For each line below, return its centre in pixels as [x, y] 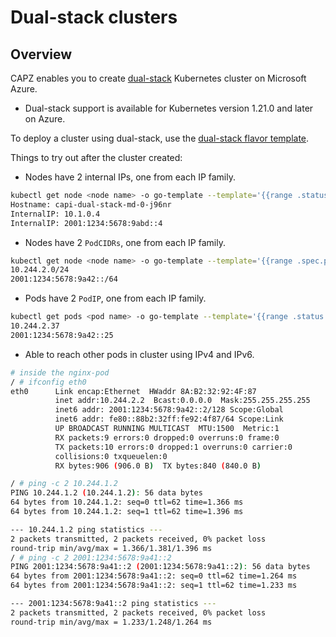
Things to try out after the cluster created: [96, 157]
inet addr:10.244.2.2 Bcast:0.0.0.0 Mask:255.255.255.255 [182, 401]
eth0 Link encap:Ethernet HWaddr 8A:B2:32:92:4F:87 [133, 391]
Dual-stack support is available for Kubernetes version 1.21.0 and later [169, 108]
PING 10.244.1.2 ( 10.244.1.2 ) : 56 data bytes [106, 493]
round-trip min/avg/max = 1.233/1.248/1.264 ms [111, 622]
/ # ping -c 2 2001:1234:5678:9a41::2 [91, 557]
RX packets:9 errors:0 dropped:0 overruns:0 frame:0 [167, 437]
